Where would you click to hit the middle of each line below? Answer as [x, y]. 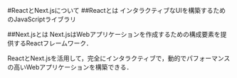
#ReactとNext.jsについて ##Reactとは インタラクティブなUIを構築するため [117, 10]
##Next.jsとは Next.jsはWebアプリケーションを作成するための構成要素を [114, 34]
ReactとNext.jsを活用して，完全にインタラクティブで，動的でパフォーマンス [119, 58]
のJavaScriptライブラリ [42, 19]
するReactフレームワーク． [53, 43]
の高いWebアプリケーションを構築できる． [70, 67]
